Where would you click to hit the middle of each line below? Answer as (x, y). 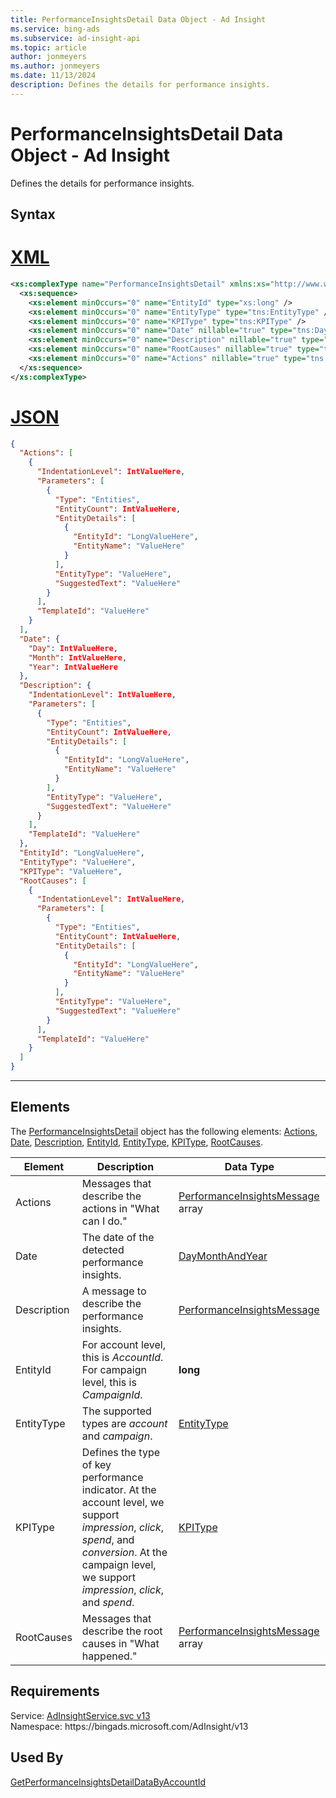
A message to (114, 1291)
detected (103, 1249)
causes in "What (120, 1643)
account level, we (123, 1502)
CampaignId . (112, 1394)
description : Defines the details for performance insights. (140, 85)
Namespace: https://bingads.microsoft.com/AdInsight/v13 (129, 1726)
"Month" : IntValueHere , (78, 657)
